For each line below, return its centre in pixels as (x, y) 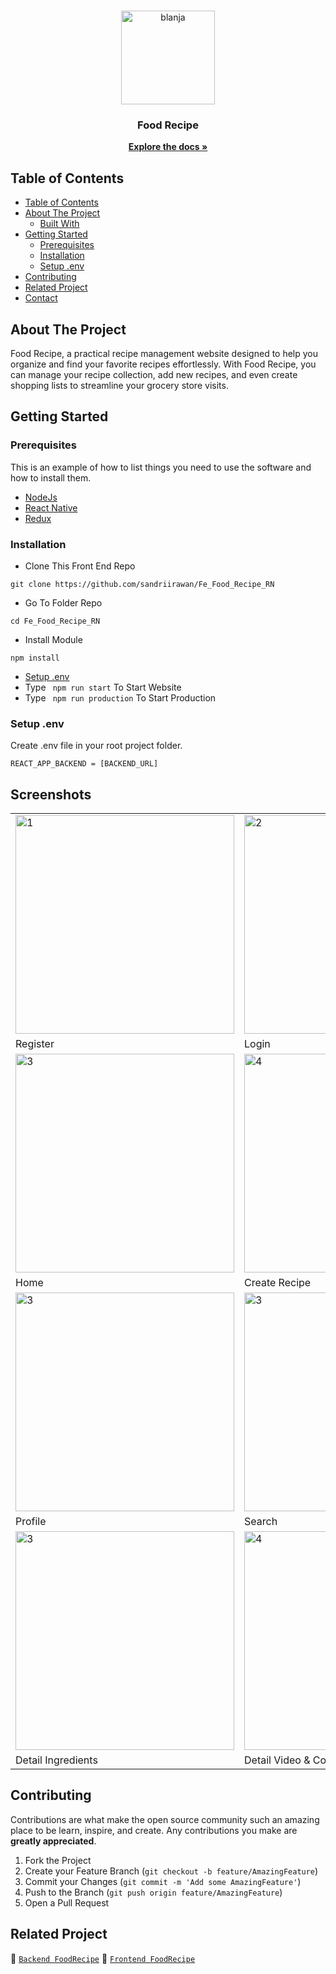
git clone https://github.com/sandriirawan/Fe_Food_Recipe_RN (142, 584)
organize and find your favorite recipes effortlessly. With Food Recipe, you (163, 364)
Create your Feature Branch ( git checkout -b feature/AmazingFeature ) (171, 1871)
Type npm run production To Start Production (120, 697)
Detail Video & (277, 1760)
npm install (35, 658)
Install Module (53, 639)
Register (35, 1044)
